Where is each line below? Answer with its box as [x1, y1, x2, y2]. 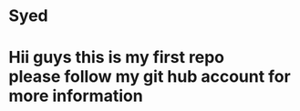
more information [8, 86, 143, 106]
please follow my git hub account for [8, 66, 291, 87]
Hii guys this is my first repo [8, 47, 225, 68]
